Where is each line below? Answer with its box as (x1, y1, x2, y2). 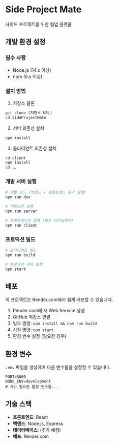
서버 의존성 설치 (12, 125, 44, 131)
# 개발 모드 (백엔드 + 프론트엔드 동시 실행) (5, 190, 86, 195)
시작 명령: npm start (12, 327, 54, 333)
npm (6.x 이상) (12, 73, 43, 79)
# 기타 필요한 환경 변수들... (5, 385, 58, 390)
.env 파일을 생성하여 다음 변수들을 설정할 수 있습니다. (5, 364, 111, 370)
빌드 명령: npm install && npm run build (12, 320, 97, 327)
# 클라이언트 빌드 (5, 248, 37, 253)
